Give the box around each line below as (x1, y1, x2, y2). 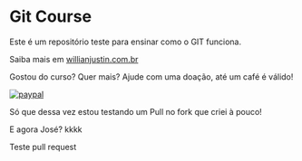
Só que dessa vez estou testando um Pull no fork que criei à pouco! (9, 106, 263, 117)
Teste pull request (9, 141, 77, 152)
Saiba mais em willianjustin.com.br (9, 53, 139, 64)
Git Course (9, 6, 93, 27)
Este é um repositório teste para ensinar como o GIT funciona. (9, 36, 242, 47)
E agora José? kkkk (9, 124, 83, 135)
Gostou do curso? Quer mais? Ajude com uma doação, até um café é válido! (9, 71, 294, 82)
